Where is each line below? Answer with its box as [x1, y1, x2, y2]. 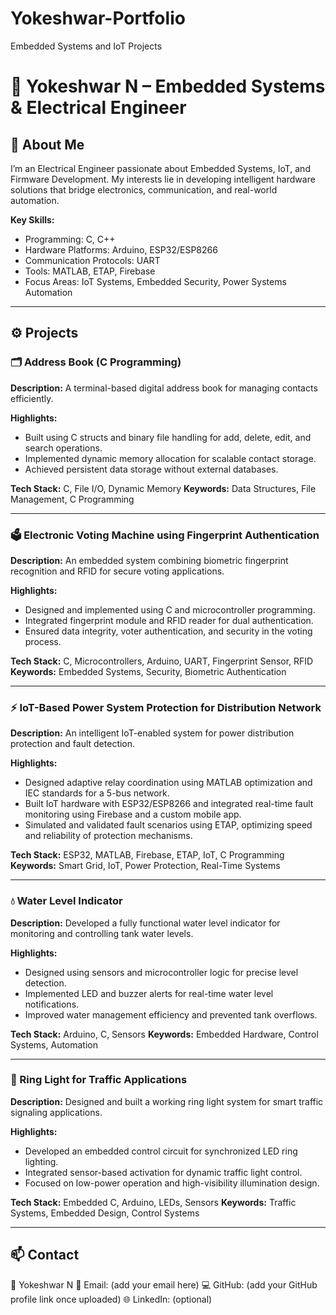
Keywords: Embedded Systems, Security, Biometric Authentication [10, 665, 287, 677]
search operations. [24, 442, 103, 454]
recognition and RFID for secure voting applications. [10, 565, 225, 577]
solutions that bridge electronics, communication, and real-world [10, 183, 278, 196]
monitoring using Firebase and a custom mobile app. [24, 808, 242, 821]
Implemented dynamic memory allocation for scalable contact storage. [24, 452, 317, 464]
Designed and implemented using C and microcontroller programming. [24, 603, 316, 616]
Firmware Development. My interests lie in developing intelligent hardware [10, 173, 316, 185]
